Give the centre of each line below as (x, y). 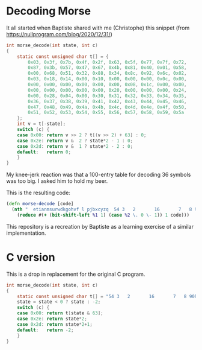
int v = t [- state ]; (41, 124)
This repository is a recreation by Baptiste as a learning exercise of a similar (100, 226)
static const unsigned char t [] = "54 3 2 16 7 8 (102, 296)
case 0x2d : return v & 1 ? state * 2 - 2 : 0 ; (75, 146)
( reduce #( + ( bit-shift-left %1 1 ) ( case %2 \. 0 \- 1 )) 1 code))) (103, 215)
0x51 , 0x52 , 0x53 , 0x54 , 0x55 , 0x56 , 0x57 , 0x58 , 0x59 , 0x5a (106, 113)
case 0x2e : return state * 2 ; (52, 319)
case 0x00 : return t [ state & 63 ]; (60, 313)
